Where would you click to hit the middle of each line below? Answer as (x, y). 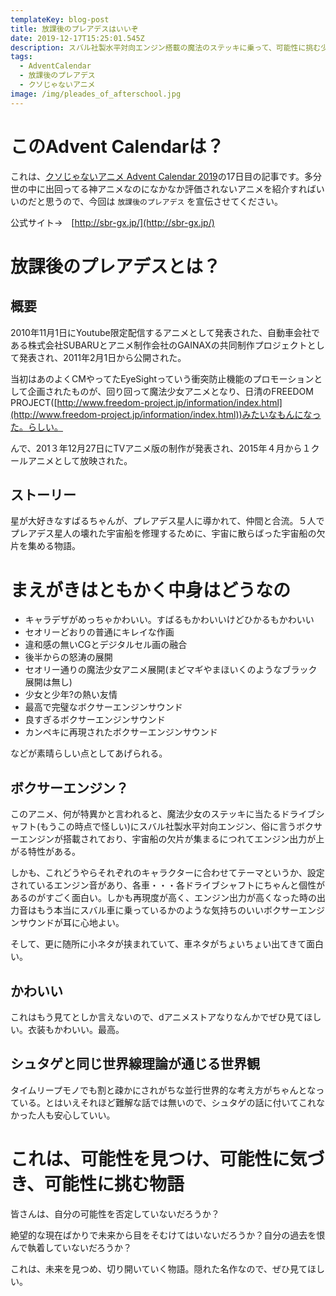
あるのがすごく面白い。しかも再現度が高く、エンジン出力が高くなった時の (163, 898)
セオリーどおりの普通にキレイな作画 (99, 632)
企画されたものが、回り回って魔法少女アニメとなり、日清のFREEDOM (170, 391)
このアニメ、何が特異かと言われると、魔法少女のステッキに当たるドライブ (163, 814)
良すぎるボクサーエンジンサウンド (95, 720)
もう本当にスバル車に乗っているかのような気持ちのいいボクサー (167, 910)
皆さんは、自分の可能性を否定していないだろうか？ (115, 1213)
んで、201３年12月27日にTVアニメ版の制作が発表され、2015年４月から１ (161, 448)
